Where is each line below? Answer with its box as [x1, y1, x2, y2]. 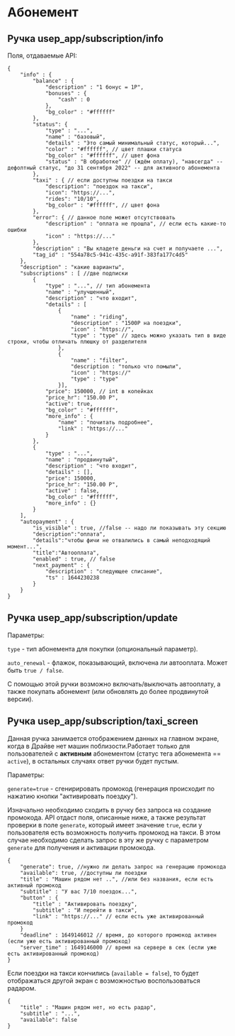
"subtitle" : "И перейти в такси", [33, 906, 138, 914]
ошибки [7, 226, 27, 233]
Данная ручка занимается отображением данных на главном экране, [7, 734, 219, 742]
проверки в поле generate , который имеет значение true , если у [7, 820, 202, 829]
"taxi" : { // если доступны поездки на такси [33, 177, 173, 184]
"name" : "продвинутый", [45, 456, 119, 463]
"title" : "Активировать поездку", [33, 900, 138, 908]
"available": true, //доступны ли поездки [20, 869, 147, 876]
